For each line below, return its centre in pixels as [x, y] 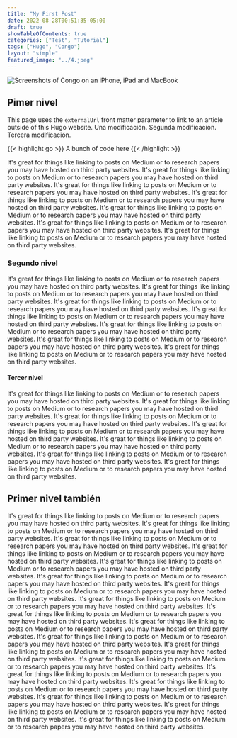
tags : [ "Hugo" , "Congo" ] [44, 47]
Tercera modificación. [39, 135]
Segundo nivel [33, 263]
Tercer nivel [25, 378]
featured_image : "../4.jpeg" [50, 60]
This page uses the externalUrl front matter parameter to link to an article [115, 119]
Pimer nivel [33, 102]
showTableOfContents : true [47, 34]
